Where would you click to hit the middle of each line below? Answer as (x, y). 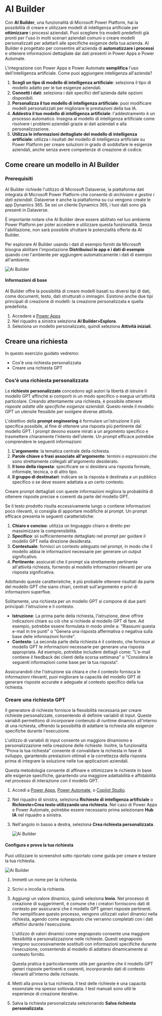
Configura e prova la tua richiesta (39, 845)
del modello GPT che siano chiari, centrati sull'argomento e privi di (71, 587)
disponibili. (23, 98)
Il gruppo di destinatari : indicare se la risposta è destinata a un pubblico (84, 476)
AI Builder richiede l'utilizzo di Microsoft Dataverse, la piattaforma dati (74, 189)
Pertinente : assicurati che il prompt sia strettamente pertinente (75, 561)
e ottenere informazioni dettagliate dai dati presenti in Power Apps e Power (80, 53)
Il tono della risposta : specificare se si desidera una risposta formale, (81, 466)
